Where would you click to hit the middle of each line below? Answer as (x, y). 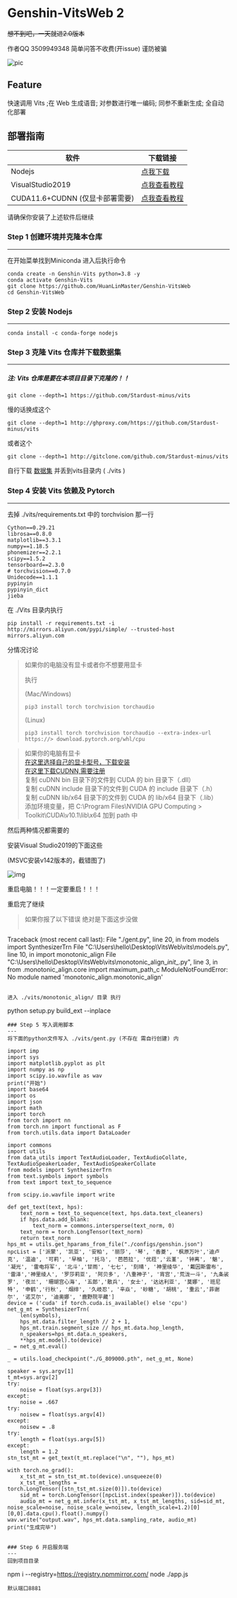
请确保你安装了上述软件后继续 (50, 217)
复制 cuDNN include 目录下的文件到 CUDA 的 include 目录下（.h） (120, 788)
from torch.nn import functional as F (64, 1127)
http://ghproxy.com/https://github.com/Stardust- (145, 423)
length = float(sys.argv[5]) (63, 1439)
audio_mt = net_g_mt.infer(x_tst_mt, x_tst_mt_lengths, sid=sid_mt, (123, 1501)
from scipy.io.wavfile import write (61, 1195)
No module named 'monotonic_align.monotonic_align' (85, 977)
